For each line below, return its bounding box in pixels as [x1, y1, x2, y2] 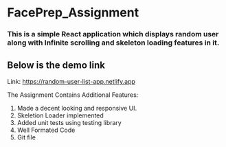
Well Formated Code [16, 126, 76, 134]
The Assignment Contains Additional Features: [7, 91, 139, 99]
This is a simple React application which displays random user [7, 30, 219, 39]
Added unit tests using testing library [16, 118, 122, 126]
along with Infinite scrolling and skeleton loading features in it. [7, 38, 220, 47]
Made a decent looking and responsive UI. [16, 104, 137, 112]
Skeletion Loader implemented [16, 111, 104, 120]
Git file [16, 133, 36, 142]
